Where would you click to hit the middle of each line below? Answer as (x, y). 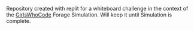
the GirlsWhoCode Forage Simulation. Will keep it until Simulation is (89, 15)
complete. (19, 21)
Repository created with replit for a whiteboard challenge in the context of (97, 9)
